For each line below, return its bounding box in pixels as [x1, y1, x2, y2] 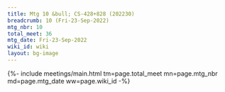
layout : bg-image [7, 50, 59, 57]
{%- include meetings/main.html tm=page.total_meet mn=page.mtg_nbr [7, 69, 218, 78]
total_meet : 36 [7, 30, 53, 38]
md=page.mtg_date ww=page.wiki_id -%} [7, 76, 131, 85]
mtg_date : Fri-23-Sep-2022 [7, 37, 87, 44]
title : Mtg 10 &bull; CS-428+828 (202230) [7, 10, 135, 18]
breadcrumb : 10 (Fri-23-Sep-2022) [7, 17, 110, 24]
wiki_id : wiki [7, 43, 50, 50]
